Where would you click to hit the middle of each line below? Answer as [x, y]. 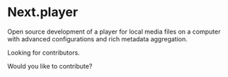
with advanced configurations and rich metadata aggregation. [97, 38]
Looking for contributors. [44, 52]
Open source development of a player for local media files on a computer [114, 31]
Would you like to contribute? [50, 66]
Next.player [43, 12]
